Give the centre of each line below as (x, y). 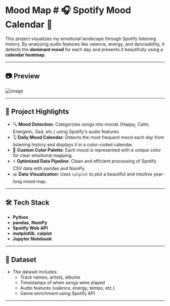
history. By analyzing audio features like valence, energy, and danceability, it (85, 44)
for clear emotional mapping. (43, 155)
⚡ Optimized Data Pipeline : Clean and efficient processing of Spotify (84, 161)
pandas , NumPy (30, 223)
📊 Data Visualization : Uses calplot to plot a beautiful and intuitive (82, 174)
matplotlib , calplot (32, 233)
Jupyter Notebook (32, 239)
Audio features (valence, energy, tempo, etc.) (67, 288)
